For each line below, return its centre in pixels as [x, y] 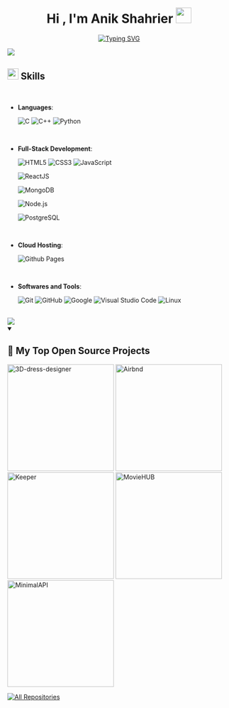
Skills [33, 76]
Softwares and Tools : [49, 286]
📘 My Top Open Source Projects [79, 351]
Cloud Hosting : [40, 245]
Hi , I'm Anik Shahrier [110, 19]
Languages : [35, 107]
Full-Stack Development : [55, 149]
